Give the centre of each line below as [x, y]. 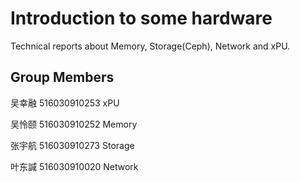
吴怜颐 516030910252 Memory [74, 124]
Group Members [62, 77]
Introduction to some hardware [141, 18]
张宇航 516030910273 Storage [72, 145]
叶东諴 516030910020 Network [74, 166]
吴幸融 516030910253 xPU [65, 103]
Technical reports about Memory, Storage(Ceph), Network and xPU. [150, 46]
